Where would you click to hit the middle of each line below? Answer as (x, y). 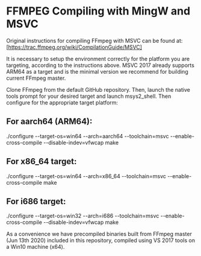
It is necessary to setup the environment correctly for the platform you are (98, 59)
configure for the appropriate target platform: (62, 102)
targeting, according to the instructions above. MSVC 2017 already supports (100, 65)
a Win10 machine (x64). (36, 247)
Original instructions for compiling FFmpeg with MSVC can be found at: (94, 40)
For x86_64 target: (42, 162)
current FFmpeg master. (36, 78)
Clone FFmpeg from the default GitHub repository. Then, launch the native (98, 89)
